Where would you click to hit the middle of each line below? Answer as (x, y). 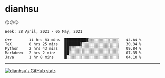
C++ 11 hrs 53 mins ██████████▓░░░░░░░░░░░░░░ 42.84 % (73, 40)
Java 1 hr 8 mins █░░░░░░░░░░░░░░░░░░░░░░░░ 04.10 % (73, 57)
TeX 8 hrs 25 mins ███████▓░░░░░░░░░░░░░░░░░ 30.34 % (73, 44)
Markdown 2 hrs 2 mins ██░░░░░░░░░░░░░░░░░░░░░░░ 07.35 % (73, 53)
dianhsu (22, 9)
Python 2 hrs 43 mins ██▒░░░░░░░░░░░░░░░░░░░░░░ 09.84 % (73, 48)
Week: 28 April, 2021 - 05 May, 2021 (44, 31)
